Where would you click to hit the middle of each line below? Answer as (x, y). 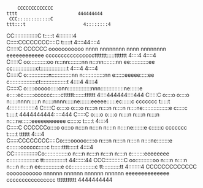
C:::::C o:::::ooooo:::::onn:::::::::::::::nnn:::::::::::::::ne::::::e (75, 88)
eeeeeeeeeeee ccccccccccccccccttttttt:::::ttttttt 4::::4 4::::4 (81, 55)
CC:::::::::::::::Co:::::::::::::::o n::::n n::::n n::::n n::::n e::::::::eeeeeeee (88, 154)
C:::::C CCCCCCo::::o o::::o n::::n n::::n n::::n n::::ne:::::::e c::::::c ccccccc (97, 127)
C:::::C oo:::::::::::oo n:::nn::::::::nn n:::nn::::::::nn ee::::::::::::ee (81, 62)
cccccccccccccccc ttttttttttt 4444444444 (59, 180)
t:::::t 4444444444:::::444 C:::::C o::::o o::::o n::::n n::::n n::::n (83, 114)
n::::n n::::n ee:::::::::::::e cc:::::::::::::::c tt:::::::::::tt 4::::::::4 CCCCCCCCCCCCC (102, 166)
